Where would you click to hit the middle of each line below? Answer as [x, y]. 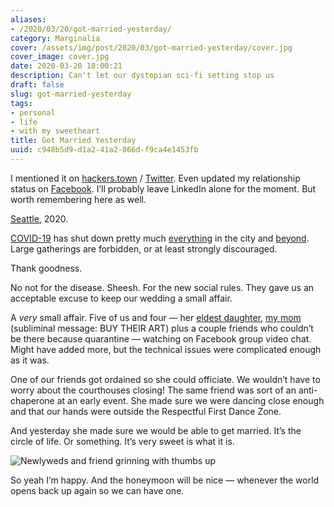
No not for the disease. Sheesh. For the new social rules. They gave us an [162, 287]
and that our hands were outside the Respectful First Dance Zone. [146, 411]
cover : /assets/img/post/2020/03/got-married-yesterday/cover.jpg [151, 47]
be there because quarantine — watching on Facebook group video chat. [161, 338]
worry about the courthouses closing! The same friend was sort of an [153, 390]
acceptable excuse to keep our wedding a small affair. [121, 298]
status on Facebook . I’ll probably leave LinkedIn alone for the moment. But [163, 188]
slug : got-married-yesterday [71, 94]
